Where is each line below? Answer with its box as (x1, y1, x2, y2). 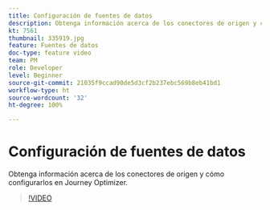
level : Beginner (8, 71, 63, 79)
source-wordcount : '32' (8, 94, 88, 102)
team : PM (8, 57, 38, 65)
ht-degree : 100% (8, 101, 63, 109)
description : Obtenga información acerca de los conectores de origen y (8, 19, 257, 27)
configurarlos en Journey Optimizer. (8, 178, 129, 188)
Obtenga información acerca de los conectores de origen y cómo (8, 169, 225, 179)
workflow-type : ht (8, 86, 70, 95)
